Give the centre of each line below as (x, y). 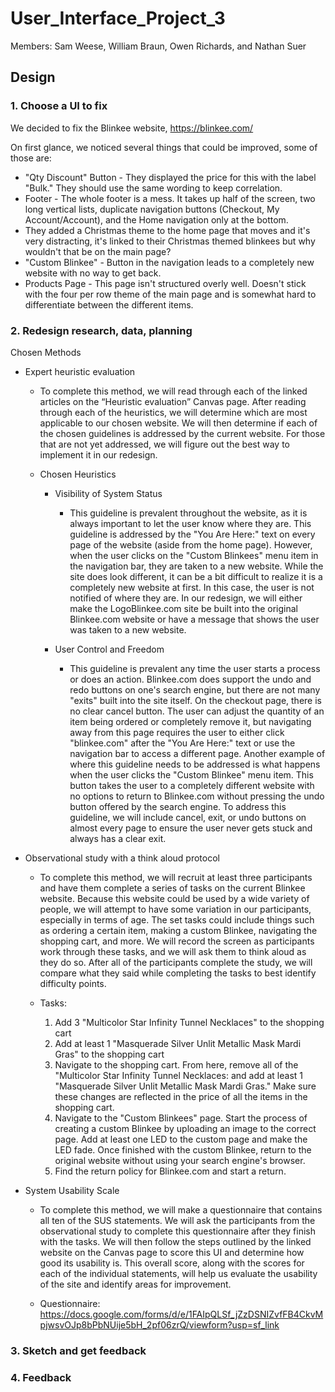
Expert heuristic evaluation (80, 371)
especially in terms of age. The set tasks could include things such (177, 919)
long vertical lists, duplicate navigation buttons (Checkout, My (152, 209)
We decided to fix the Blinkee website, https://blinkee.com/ (132, 128)
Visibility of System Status (108, 493)
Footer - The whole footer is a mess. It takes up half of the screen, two (170, 198)
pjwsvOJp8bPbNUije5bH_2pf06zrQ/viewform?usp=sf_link (159, 1324)
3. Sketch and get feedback (78, 1350)
